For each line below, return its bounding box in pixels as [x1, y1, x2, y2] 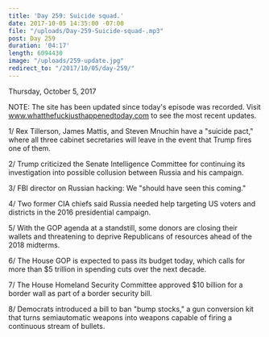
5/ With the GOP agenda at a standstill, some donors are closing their [8, 223, 238, 232]
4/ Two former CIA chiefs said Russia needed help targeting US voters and [8, 198, 256, 208]
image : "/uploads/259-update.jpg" [8, 57, 125, 65]
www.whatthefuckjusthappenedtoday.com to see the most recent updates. [8, 110, 257, 120]
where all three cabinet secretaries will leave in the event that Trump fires [8, 135, 252, 144]
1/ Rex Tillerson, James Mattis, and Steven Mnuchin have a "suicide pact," [8, 126, 254, 135]
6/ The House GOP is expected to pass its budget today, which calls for [8, 256, 246, 265]
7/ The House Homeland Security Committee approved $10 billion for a [8, 280, 243, 289]
